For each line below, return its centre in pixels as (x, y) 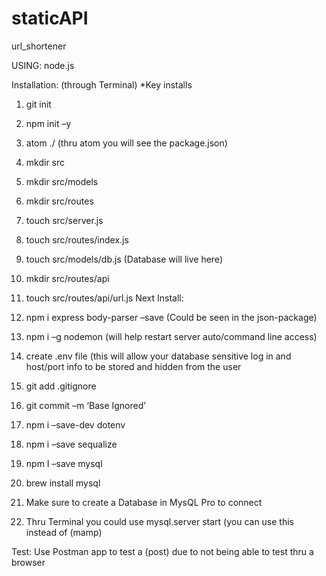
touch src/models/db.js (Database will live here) (124, 259)
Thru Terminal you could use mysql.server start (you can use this (159, 521)
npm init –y (48, 123)
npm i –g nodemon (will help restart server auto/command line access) (171, 336)
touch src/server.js (64, 220)
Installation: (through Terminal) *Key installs (102, 84)
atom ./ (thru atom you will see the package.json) (126, 143)
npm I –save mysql (64, 463)
